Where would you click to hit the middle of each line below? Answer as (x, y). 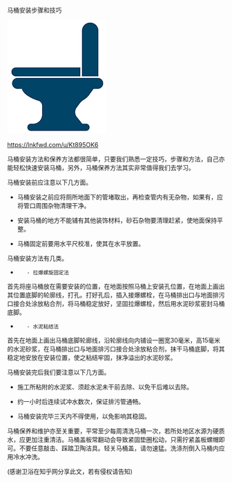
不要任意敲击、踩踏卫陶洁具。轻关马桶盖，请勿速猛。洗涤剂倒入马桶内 (119, 448)
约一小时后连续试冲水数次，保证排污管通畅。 (81, 402)
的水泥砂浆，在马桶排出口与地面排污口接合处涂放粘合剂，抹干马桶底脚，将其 (116, 349)
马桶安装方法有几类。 (37, 258)
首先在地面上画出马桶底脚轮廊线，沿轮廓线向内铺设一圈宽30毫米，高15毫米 (114, 340)
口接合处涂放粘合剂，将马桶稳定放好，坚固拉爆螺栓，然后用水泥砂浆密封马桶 (116, 303)
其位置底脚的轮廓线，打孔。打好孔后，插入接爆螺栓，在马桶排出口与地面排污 (116, 295)
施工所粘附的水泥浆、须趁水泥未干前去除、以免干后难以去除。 (105, 387)
